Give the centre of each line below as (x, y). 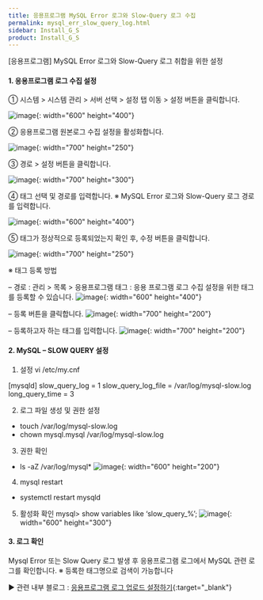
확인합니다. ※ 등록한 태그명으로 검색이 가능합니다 (98, 570)
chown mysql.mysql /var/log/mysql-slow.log (91, 434)
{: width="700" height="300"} (85, 180)
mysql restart (41, 482)
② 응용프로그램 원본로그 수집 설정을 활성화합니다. (86, 132)
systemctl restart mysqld (60, 497)
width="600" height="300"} (66, 522)
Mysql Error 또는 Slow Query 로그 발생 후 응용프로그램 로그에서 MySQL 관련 (128, 560)
